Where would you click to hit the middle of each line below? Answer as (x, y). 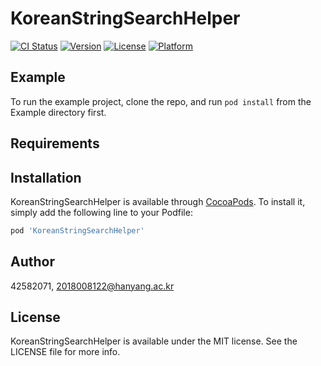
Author (32, 262)
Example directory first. (58, 112)
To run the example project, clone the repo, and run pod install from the (161, 101)
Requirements (55, 143)
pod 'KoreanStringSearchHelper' (77, 230)
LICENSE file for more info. (65, 352)
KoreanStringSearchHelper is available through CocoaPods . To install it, (158, 201)
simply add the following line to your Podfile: (101, 212)
